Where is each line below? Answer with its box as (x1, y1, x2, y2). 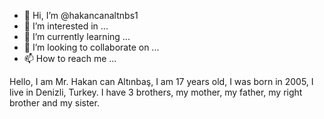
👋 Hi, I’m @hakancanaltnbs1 (23, 10, 139, 21)
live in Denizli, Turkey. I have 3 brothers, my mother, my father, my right (9, 86, 303, 98)
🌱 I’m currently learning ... (23, 31, 131, 42)
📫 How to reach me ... (23, 53, 117, 64)
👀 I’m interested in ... (23, 20, 109, 32)
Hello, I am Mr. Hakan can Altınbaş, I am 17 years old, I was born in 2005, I (9, 76, 314, 87)
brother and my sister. (9, 97, 100, 109)
